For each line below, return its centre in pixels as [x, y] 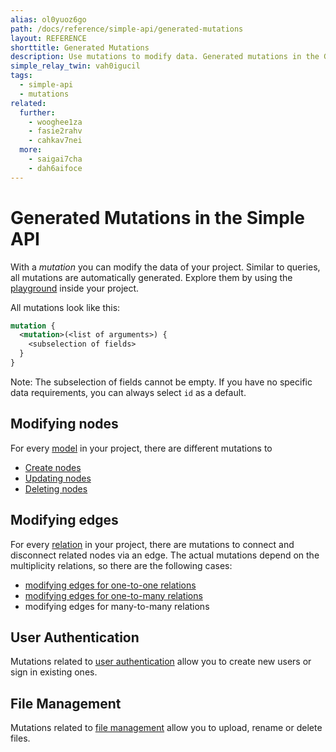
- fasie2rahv [55, 131]
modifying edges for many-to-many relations [117, 606]
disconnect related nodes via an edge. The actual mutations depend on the [165, 555]
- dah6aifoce [55, 168]
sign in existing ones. [54, 672]
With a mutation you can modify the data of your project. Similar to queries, [165, 267]
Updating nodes [58, 478]
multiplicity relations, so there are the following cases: [121, 565]
